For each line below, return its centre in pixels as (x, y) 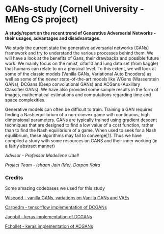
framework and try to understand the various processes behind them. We (79, 53)
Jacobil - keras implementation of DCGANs (49, 217)
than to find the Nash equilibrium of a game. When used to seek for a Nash (81, 130)
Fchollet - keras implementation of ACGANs (49, 226)
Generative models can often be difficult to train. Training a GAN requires (79, 109)
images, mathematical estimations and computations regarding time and (78, 95)
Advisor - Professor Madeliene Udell (42, 155)
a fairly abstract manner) (30, 146)
